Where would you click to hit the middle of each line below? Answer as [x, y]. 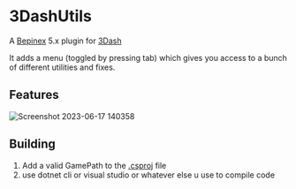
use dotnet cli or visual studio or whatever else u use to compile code [148, 175]
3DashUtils [51, 16]
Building [32, 144]
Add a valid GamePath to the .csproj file [94, 165]
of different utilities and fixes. [62, 67]
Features [34, 95]
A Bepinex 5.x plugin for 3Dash [65, 41]
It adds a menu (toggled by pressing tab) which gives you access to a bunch [148, 57]
